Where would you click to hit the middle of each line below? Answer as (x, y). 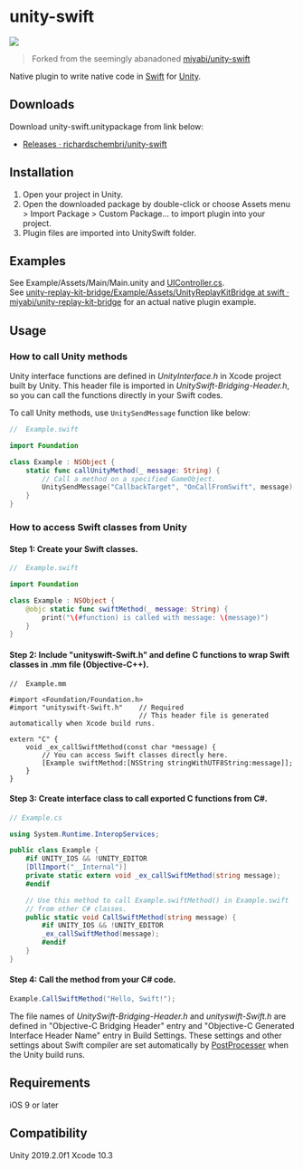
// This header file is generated (204, 715)
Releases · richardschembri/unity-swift (95, 144)
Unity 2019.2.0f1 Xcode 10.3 (61, 1155)
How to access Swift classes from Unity (99, 527)
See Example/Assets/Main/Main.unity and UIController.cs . (117, 283)
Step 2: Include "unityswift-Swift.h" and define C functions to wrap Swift (150, 654)
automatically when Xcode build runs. (82, 723)
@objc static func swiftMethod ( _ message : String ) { (127, 609)
